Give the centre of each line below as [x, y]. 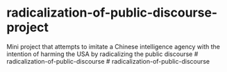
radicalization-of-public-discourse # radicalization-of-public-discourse [108, 61]
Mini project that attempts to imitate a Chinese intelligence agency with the [113, 46]
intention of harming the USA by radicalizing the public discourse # [102, 54]
